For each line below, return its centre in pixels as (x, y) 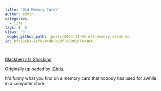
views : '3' (16, 32)
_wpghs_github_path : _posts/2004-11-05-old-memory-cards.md (68, 37)
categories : (17, 18)
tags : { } (16, 28)
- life (16, 23)
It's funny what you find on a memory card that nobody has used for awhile (81, 78)
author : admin (20, 14)
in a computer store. (25, 83)
